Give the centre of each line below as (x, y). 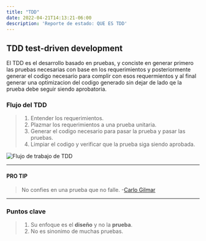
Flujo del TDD (27, 105)
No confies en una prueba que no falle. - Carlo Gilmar (88, 189)
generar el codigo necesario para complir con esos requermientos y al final (101, 76)
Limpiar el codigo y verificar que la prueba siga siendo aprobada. (113, 144)
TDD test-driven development (64, 48)
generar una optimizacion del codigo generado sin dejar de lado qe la (94, 83)
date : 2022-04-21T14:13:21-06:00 (49, 18)
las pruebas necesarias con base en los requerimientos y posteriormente (99, 70)
